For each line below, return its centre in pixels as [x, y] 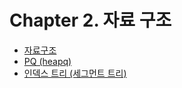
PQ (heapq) [47, 61]
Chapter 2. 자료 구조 [90, 20]
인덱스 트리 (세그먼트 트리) [75, 73]
